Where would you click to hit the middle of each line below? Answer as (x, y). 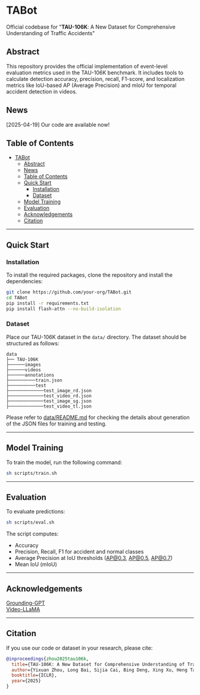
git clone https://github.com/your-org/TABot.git (69, 292)
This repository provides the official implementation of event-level (87, 66)
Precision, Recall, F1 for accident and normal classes (79, 552)
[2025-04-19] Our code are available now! (58, 124)
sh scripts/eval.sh (30, 522)
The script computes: (32, 534)
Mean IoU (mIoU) (36, 564)
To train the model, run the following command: (64, 462)
